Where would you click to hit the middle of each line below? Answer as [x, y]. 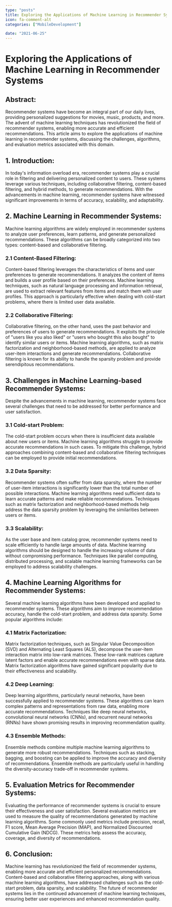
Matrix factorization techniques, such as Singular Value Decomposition [80, 644]
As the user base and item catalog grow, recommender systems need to [81, 540]
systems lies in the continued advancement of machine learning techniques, [86, 894]
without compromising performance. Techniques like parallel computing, [82, 556]
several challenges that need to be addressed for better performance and [83, 406]
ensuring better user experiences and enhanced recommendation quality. [83, 899]
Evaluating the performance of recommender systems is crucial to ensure [83, 805]
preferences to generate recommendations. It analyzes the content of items [85, 275]
